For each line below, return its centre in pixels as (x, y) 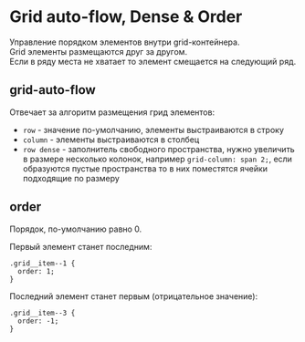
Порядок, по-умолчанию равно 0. (76, 229)
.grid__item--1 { (42, 263)
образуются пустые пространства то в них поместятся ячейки (145, 168)
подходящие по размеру (71, 178)
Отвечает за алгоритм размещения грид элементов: (112, 112)
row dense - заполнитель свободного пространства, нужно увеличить (158, 149)
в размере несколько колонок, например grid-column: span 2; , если (157, 159)
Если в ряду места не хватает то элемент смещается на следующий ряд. (153, 61)
